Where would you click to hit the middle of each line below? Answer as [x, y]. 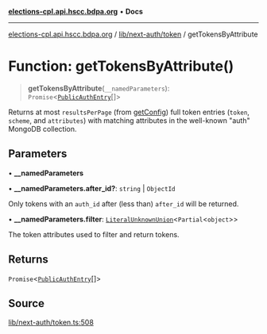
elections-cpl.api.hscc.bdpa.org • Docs [75, 12]
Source [27, 303]
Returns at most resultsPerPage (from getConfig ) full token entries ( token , [129, 112]
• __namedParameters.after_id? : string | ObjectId [92, 188]
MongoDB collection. [43, 129]
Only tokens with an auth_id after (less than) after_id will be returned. [124, 203]
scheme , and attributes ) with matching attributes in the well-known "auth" [129, 120]
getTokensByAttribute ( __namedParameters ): [99, 88]
